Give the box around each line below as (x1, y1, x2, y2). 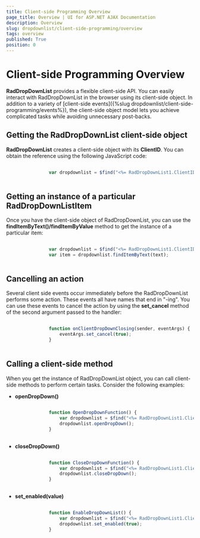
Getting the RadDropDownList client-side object (6, 130, 187, 140)
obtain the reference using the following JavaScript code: (6, 152, 147, 159)
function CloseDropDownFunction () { (48, 460, 140, 466)
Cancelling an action (6, 274, 85, 284)
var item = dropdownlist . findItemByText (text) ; (48, 252, 169, 258)
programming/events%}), (6, 106, 68, 113)
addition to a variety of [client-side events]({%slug (6, 100, 130, 107)
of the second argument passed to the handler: (6, 308, 122, 316)
